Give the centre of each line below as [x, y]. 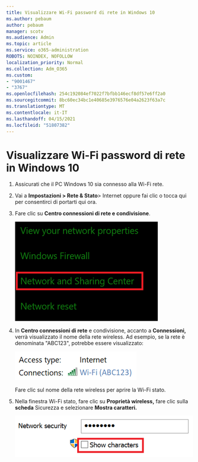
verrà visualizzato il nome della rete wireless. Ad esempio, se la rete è [100, 337]
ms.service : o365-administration [47, 50]
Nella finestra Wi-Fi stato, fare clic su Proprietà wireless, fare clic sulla [101, 402]
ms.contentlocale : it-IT [37, 113]
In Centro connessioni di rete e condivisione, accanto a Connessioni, [100, 331]
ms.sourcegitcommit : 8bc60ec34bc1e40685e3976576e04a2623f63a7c [86, 100]
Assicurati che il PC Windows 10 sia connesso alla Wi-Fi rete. [89, 184]
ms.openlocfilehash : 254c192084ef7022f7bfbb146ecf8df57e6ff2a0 [86, 94]
